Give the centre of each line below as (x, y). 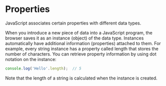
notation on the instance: (31, 59)
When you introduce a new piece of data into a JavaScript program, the (79, 32)
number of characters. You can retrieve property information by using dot (81, 54)
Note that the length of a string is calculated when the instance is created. (81, 78)
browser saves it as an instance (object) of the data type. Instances (74, 38)
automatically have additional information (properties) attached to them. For (83, 43)
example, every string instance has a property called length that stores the (82, 48)
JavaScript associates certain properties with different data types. (73, 23)
